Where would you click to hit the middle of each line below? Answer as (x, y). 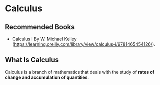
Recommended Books (40, 27)
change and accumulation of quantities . (47, 77)
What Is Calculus (32, 60)
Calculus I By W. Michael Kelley (44, 39)
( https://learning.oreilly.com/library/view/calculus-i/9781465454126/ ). (83, 44)
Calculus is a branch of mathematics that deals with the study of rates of (80, 72)
